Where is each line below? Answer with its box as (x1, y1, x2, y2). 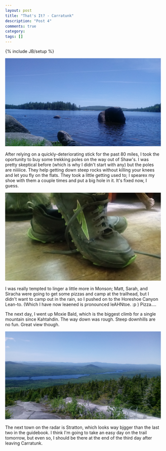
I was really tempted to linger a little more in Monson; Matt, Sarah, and (5, 285, 148, 291)
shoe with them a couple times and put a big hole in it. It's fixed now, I (5, 177, 147, 183)
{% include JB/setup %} (5, 49, 54, 54)
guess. (5, 182, 19, 188)
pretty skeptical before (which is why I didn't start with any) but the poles (5, 162, 154, 168)
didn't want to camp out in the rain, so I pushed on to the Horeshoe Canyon (5, 296, 159, 302)
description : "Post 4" (5, 18, 52, 23)
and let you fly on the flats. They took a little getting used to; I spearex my (5, 172, 155, 178)
